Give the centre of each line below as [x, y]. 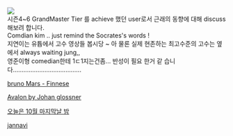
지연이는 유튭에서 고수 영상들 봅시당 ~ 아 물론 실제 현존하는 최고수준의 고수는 [111, 44]
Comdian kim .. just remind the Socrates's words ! [78, 35]
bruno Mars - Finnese [38, 84]
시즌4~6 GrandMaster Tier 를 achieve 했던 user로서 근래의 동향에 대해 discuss [116, 19]
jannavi [17, 126]
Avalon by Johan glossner [45, 97]
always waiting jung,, [50, 53]
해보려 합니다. [26, 28]
